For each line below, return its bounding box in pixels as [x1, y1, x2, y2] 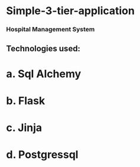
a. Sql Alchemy [6, 67, 82, 80]
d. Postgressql [6, 148, 79, 162]
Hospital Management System [6, 25, 95, 34]
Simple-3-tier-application [6, 4, 135, 18]
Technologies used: [6, 43, 81, 54]
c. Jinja [6, 121, 43, 135]
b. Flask [6, 94, 45, 107]
